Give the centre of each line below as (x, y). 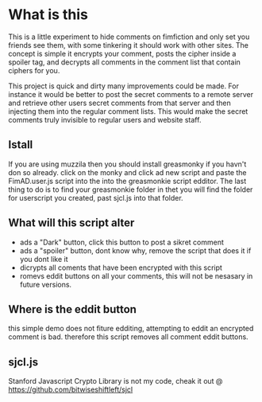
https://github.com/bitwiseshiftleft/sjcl (71, 390)
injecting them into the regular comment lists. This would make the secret (128, 111)
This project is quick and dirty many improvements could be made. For (124, 86)
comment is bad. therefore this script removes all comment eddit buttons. (128, 337)
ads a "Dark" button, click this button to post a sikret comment (122, 242)
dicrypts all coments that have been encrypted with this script (121, 267)
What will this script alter (71, 223)
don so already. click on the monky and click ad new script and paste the (128, 172)
